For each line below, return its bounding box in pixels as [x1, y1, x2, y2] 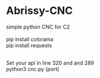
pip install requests [6, 42, 52, 49]
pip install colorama [6, 36, 54, 42]
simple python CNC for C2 [6, 23, 71, 30]
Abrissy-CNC [6, 4, 73, 17]
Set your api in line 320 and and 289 [6, 59, 94, 66]
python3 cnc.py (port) [6, 65, 60, 72]
